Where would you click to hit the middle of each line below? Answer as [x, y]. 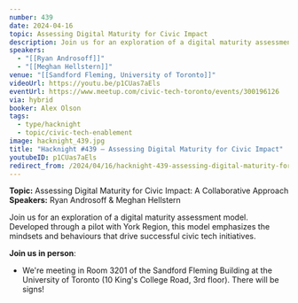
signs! [33, 290]
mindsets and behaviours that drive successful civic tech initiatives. [133, 237]
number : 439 [31, 17]
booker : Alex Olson [45, 108]
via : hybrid [31, 100]
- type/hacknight [49, 125]
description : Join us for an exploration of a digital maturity [130, 42]
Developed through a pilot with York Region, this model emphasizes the [140, 227]
